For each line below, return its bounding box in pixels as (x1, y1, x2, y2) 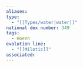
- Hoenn (11, 36, 31, 41)
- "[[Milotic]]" (11, 47, 51, 52)
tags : (6, 30, 19, 36)
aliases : (6, 8, 28, 15)
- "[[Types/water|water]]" (11, 19, 78, 25)
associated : (6, 52, 35, 58)
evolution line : (6, 41, 46, 47)
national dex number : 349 (6, 24, 69, 31)
